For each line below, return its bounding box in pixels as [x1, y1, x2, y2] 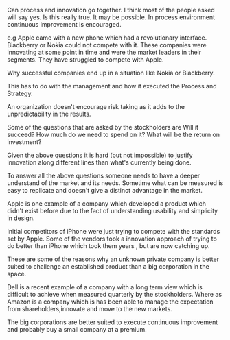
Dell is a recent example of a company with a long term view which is [7, 283, 203, 291]
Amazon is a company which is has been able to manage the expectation [7, 297, 214, 306]
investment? [7, 138, 42, 146]
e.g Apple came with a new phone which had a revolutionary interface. [7, 34, 207, 42]
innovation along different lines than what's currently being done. [7, 158, 192, 167]
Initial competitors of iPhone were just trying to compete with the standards [7, 228, 220, 235]
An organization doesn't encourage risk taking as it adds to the [7, 103, 185, 110]
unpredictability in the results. [7, 110, 91, 118]
